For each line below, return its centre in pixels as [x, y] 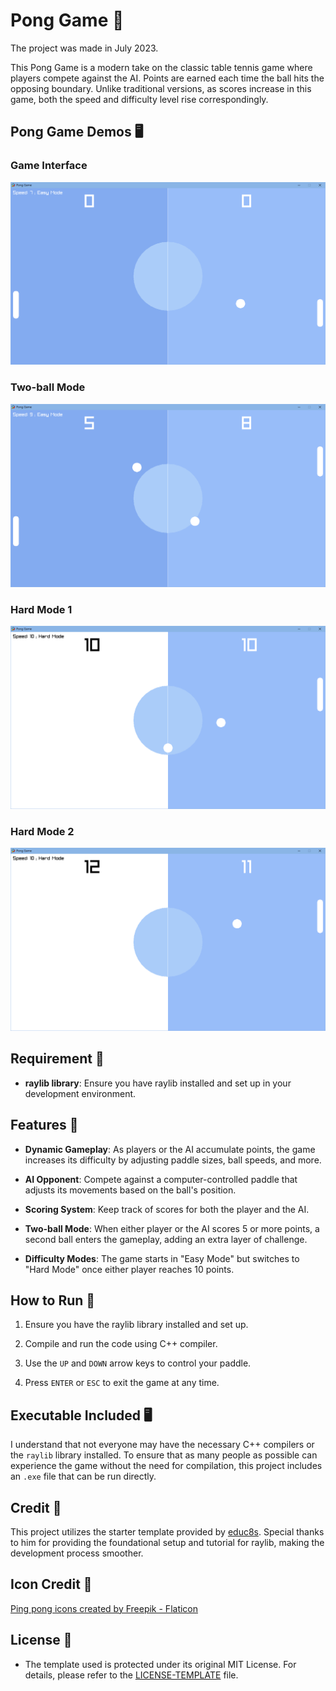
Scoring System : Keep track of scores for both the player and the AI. [167, 1209]
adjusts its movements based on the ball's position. [130, 1190]
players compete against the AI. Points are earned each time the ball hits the [167, 78]
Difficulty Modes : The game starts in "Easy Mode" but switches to [162, 1258]
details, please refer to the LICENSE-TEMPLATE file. [131, 1675]
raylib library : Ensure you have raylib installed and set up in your [158, 1083]
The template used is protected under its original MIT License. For [160, 1664]
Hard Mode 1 [41, 609]
